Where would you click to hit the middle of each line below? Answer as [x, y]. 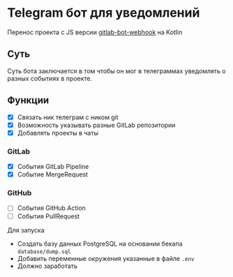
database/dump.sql [44, 252]
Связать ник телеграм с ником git [68, 117]
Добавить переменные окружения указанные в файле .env [106, 258]
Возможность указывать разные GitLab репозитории [96, 125]
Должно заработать [47, 266]
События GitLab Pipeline [53, 167]
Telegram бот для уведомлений [104, 13]
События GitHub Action [51, 208]
